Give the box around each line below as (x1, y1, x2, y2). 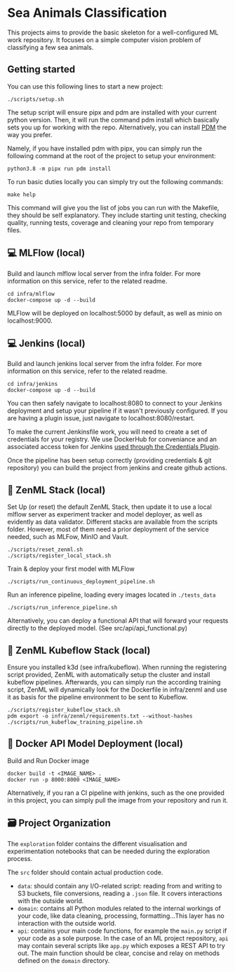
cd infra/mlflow (7, 290, 55, 297)
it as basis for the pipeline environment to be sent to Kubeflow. (7, 693, 188, 701)
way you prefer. (7, 130, 53, 138)
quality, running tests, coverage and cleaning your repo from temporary (7, 218, 214, 226)
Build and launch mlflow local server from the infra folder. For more (7, 269, 201, 278)
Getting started (7, 63, 76, 75)
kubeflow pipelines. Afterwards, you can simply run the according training (7, 678, 221, 686)
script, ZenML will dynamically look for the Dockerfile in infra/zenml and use (7, 685, 227, 694)
